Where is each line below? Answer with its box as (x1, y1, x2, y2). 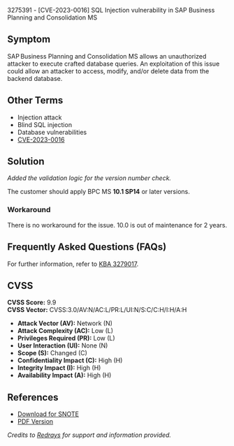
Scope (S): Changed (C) (17, 349, 87, 357)
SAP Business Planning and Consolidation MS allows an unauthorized (7, 52, 207, 60)
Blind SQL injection (17, 120, 72, 128)
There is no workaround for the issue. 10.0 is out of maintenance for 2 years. (7, 221, 228, 229)
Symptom (7, 34, 51, 45)
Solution (7, 156, 45, 168)
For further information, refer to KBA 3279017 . (7, 260, 139, 268)
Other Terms (7, 94, 64, 107)
